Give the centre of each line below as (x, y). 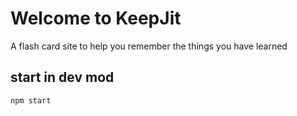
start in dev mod (62, 77)
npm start (31, 100)
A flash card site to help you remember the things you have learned (149, 46)
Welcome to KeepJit (96, 18)
